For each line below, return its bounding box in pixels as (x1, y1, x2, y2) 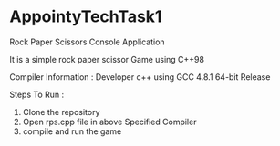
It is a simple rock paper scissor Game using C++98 (9, 54, 205, 64)
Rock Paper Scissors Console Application (9, 36, 166, 47)
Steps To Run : (9, 89, 65, 100)
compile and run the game (22, 125, 122, 137)
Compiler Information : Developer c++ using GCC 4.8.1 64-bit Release (9, 71, 271, 83)
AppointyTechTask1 (9, 6, 162, 27)
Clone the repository (22, 106, 100, 117)
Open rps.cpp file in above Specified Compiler (22, 116, 197, 127)
